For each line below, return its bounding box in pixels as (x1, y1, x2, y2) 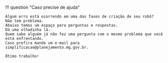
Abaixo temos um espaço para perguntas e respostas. (5, 23, 118, 28)
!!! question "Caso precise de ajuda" (5, 5, 80, 10)
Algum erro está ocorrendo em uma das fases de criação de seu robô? (5, 14, 154, 19)
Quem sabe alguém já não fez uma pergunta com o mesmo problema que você (5, 32, 163, 37)
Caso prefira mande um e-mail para (5, 40, 80, 45)
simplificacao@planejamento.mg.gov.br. (5, 45, 89, 50)
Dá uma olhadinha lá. (5, 27, 51, 32)
